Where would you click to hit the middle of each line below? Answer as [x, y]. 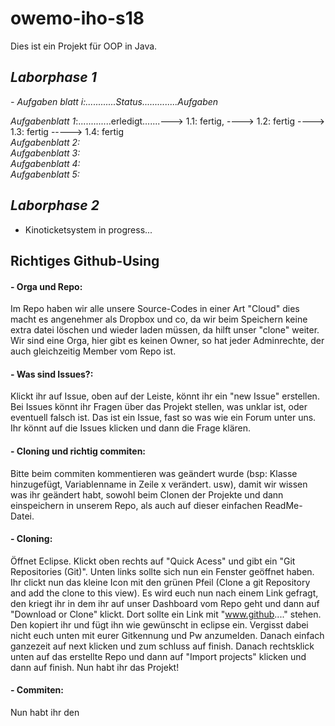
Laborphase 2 [55, 205]
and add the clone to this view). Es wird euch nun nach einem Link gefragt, [164, 593]
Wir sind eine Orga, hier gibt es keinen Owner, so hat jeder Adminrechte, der [167, 341]
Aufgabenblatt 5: [45, 174]
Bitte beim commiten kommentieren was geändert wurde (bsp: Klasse [154, 473]
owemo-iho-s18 [77, 18]
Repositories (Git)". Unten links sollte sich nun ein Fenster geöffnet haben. [162, 571]
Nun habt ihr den [45, 712]
